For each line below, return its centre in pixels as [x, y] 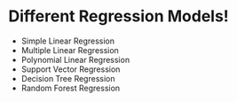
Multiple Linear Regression [70, 50]
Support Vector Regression [71, 69]
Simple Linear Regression [68, 41]
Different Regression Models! [119, 16]
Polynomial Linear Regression [75, 59]
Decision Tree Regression [68, 78]
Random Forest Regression [71, 88]
